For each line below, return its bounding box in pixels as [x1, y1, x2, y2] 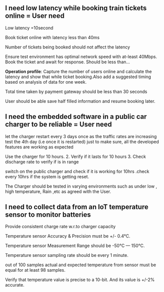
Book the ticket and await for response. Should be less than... [5, 59, 130, 65]
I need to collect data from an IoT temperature [5, 203, 149, 211]
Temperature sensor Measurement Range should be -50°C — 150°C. [5, 243, 145, 249]
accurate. [5, 282, 25, 288]
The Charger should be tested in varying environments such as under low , [5, 183, 157, 189]
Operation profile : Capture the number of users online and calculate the [5, 68, 152, 74]
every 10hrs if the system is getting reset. [5, 173, 89, 180]
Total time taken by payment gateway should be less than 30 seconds [5, 89, 147, 95]
